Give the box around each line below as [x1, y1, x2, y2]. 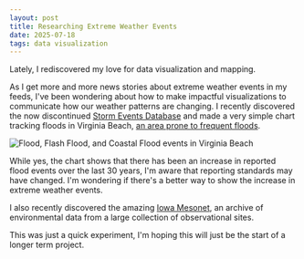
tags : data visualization [9, 38, 108, 48]
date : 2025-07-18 [9, 30, 76, 39]
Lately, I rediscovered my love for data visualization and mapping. [9, 64, 257, 75]
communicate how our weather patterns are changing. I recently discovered [9, 101, 295, 112]
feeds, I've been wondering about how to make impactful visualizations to [9, 91, 288, 102]
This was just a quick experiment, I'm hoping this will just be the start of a [9, 230, 286, 241]
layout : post [9, 13, 59, 23]
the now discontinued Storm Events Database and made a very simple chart [9, 110, 295, 121]
